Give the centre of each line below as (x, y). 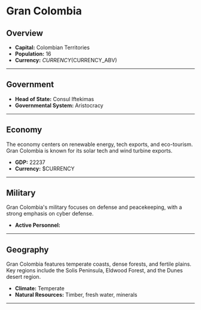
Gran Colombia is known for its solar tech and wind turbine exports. (89, 150)
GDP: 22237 (30, 162)
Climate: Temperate (39, 288)
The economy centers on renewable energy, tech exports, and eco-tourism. (100, 144)
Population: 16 (33, 54)
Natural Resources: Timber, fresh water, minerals (76, 295)
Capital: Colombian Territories (52, 47)
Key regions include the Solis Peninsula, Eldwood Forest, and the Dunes (95, 271)
